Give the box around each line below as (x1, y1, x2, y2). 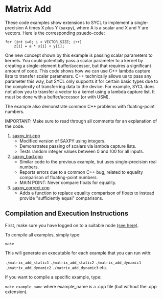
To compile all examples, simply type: (5, 231, 81, 238)
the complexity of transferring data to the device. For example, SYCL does (5, 83, 155, 89)
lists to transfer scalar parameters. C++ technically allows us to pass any (5, 73, 152, 79)
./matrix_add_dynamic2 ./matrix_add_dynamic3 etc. (5, 264, 108, 270)
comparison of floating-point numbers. (19, 174, 98, 180)
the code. (5, 123, 24, 129)
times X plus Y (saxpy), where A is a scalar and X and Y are (29, 24, 148, 30)
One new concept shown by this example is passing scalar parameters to (5, 52, 153, 58)
